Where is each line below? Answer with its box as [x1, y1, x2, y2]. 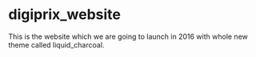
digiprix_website [8, 6, 122, 24]
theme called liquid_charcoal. [8, 40, 105, 49]
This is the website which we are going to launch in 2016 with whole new [8, 32, 248, 41]
